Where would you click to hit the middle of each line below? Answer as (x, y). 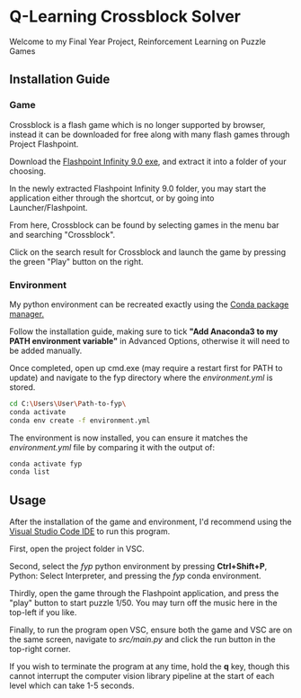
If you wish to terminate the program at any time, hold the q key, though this (150, 666)
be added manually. (46, 350)
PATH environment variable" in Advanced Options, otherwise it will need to (150, 340)
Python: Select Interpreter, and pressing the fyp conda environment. (136, 576)
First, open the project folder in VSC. (77, 549)
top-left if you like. (43, 612)
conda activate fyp (46, 464)
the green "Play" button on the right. (76, 261)
